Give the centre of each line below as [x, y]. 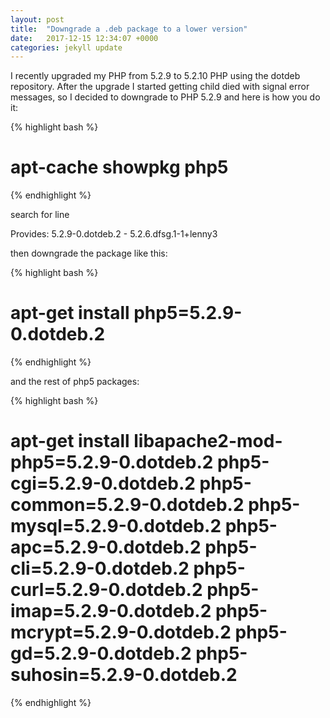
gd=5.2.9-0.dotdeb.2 [101, 653]
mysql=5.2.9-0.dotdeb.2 [116, 526]
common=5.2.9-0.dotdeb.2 [127, 505]
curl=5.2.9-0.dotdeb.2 [106, 590]
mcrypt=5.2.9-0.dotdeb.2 [121, 632]
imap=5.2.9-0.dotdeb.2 [111, 611]
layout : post [37, 19]
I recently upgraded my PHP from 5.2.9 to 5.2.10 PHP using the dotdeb [155, 76]
